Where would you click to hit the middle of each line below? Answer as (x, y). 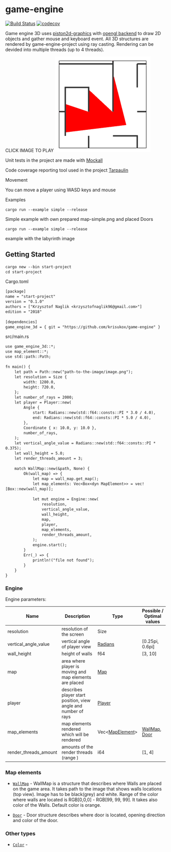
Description (77, 616)
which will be (75, 734)
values (153, 621)
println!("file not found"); (63, 560)
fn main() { (18, 367)
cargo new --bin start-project (38, 267)
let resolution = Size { (41, 377)
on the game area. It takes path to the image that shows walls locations (87, 789)
